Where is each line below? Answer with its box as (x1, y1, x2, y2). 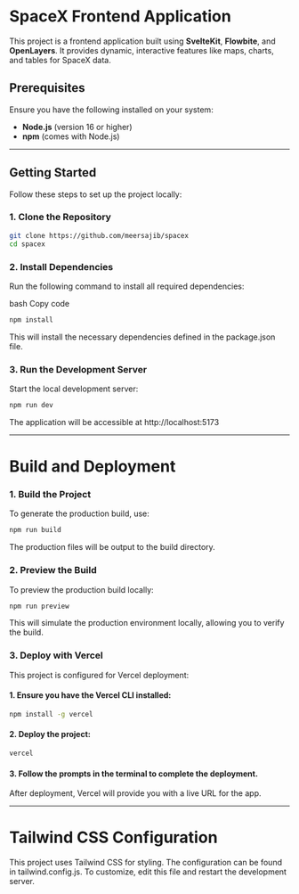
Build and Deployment (9, 456, 176, 477)
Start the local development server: (9, 383, 139, 394)
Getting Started (9, 165, 97, 180)
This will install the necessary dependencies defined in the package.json (9, 332, 276, 342)
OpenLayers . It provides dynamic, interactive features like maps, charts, (9, 45, 274, 55)
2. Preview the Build (9, 564, 98, 577)
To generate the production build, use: (9, 508, 149, 519)
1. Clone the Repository (9, 211, 111, 224)
